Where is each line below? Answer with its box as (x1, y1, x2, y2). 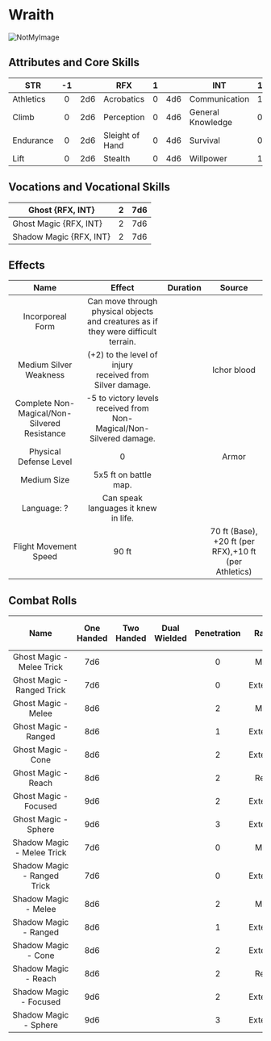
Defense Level (17, 456, 73, 467)
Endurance (12, 135, 54, 146)
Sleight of (103, 129, 140, 140)
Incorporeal (23, 311, 67, 322)
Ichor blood (212, 365, 256, 376)
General (189, 107, 219, 118)
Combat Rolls (8, 593, 77, 607)
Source (219, 282, 248, 294)
